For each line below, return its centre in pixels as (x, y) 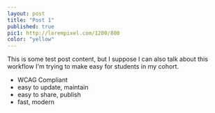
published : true (31, 26)
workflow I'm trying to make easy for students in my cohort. (93, 67)
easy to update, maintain (53, 87)
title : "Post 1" (31, 20)
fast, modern (36, 102)
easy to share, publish (49, 95)
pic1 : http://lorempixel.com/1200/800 (64, 33)
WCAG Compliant (43, 80)
